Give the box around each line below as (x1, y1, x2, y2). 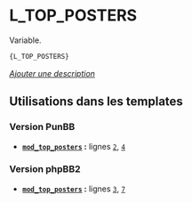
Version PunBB (9, 121, 76, 134)
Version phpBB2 (9, 163, 82, 175)
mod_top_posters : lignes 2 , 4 (21, 141, 126, 151)
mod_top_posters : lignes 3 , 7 (21, 183, 126, 194)
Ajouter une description (9, 68, 96, 78)
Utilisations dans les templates (9, 94, 184, 110)
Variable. (9, 35, 42, 45)
